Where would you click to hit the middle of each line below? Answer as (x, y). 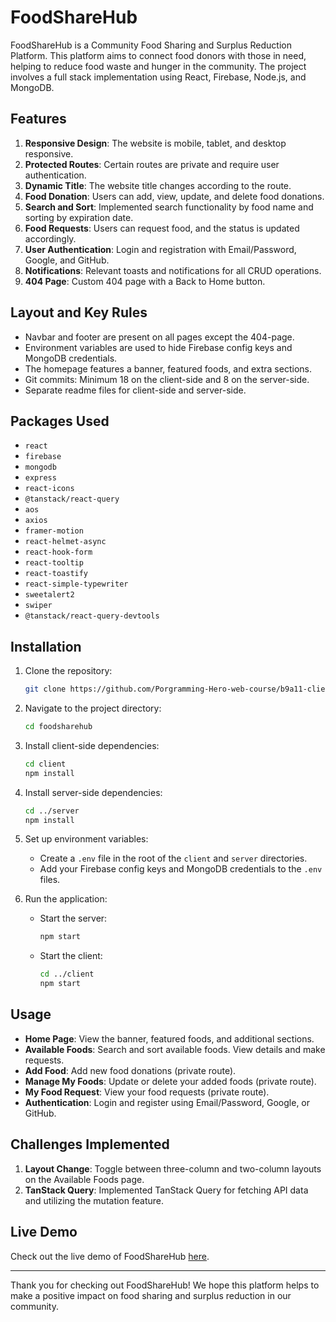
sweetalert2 (49, 595)
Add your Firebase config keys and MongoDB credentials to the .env (181, 869)
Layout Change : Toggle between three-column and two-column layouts (173, 1168)
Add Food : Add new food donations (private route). (130, 1070)
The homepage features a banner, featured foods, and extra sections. (168, 368)
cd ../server (52, 811)
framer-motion (54, 531)
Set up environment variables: (86, 839)
